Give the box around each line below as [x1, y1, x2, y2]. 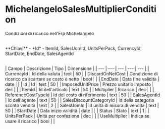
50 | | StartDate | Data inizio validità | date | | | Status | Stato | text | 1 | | [5, 108, 150, 114]
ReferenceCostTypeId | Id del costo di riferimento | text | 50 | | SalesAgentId [5, 92, 160, 98]
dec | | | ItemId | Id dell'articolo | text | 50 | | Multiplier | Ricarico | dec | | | [5, 86, 155, 92]
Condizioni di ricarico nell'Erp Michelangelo [5, 30, 94, 36]
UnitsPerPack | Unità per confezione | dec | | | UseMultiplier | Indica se [5, 113, 150, 119]
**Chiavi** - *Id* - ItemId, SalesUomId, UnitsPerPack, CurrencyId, [5, 45, 142, 51]
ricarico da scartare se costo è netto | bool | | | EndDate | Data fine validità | [5, 76, 160, 82]
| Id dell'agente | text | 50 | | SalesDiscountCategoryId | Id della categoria [5, 97, 155, 103]
